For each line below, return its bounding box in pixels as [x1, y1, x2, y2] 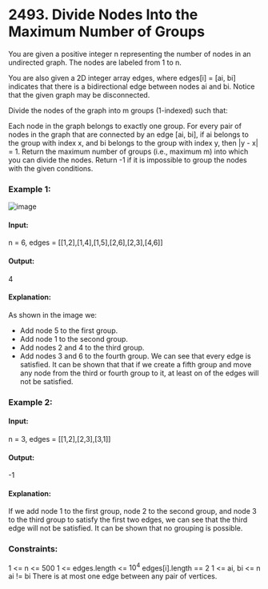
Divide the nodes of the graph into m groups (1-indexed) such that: [8, 106, 228, 115]
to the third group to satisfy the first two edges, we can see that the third [8, 515, 248, 525]
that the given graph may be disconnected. [8, 90, 150, 99]
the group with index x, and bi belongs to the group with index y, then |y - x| [8, 138, 258, 147]
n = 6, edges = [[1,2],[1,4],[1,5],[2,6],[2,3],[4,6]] [8, 238, 163, 247]
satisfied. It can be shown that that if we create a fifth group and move [19, 359, 252, 369]
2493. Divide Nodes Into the [8, 6, 198, 24]
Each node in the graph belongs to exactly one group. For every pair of [8, 121, 242, 130]
